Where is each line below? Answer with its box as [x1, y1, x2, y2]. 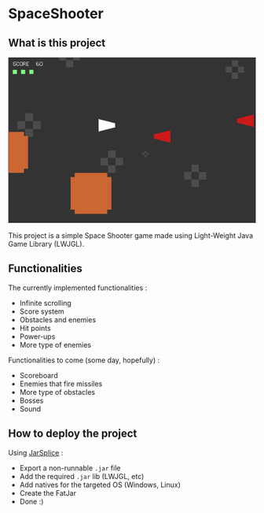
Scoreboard [19, 370, 58, 380]
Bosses [19, 396, 44, 405]
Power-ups [19, 332, 56, 341]
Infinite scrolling [19, 298, 72, 307]
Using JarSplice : [8, 448, 64, 457]
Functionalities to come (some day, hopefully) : [8, 355, 159, 365]
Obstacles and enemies [19, 314, 97, 324]
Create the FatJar [19, 488, 77, 497]
